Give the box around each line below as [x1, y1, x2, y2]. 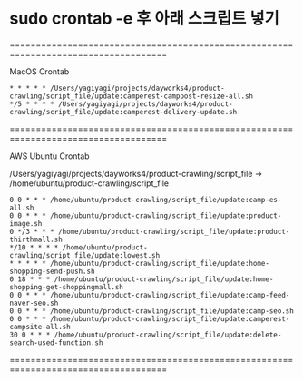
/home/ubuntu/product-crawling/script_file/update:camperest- [49, 314, 290, 323]
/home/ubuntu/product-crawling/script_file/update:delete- [54, 330, 282, 339]
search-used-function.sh [9, 337, 103, 347]
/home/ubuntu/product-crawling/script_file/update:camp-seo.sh [49, 306, 295, 316]
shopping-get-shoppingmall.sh [9, 282, 124, 291]
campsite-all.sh [9, 322, 71, 331]
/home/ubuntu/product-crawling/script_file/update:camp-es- [49, 195, 282, 204]
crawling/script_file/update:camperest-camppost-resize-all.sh [9, 92, 254, 101]
